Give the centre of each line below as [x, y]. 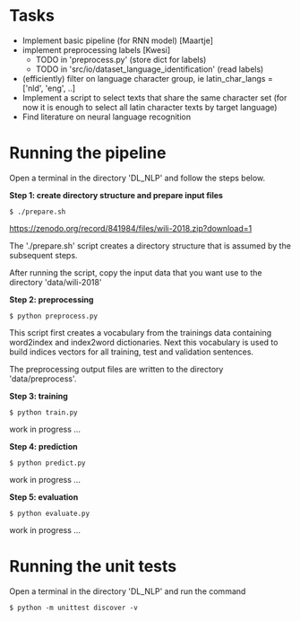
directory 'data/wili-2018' [56, 282]
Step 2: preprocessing [51, 299]
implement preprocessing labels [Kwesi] [96, 49]
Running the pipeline [88, 153]
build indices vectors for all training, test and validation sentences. [131, 352]
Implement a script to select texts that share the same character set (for [154, 97]
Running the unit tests [93, 567]
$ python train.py [43, 412]
